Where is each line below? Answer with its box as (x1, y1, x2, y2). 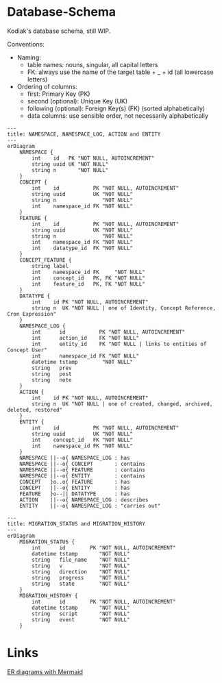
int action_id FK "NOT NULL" (32, 334, 139, 341)
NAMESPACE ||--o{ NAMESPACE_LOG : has (19, 454, 130, 461)
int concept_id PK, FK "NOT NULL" (32, 275, 146, 282)
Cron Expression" (7, 310, 57, 317)
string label (32, 262, 69, 269)
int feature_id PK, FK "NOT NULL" (32, 280, 146, 288)
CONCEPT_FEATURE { (19, 256, 72, 264)
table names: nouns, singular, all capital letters (27, 60, 158, 69)
